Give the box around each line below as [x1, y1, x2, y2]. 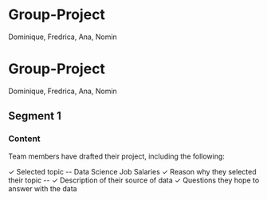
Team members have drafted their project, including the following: [8, 151, 226, 161]
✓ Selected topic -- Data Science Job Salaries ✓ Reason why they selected [8, 167, 257, 176]
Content [8, 133, 41, 144]
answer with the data [8, 183, 77, 193]
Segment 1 [8, 109, 61, 123]
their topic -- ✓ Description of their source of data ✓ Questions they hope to [8, 175, 260, 185]
